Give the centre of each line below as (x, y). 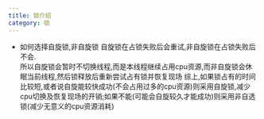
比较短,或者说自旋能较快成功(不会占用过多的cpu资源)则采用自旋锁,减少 (135, 86)
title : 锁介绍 (30, 15)
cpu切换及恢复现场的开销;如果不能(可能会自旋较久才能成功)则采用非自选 (138, 96)
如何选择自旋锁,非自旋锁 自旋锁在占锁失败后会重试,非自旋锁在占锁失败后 (138, 46)
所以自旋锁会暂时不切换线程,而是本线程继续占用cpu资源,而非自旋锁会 (132, 66)
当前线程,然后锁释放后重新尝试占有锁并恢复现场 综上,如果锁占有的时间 (141, 76)
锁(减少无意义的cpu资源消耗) (67, 106)
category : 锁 (29, 23)
